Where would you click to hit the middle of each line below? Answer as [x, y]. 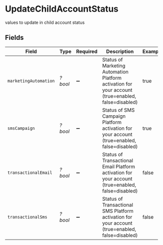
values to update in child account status [45, 22]
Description [120, 51]
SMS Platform [118, 211]
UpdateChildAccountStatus [62, 9]
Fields [15, 38]
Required [87, 51]
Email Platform [119, 166]
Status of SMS [118, 110]
